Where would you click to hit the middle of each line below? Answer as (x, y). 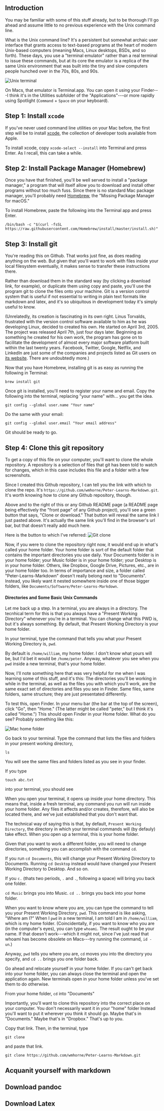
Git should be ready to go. (31, 432)
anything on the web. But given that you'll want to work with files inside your (82, 261)
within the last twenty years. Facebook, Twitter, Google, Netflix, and (73, 348)
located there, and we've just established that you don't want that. (72, 814)
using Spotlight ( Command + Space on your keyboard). (57, 101)
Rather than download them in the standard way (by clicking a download (78, 281)
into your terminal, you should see (39, 789)
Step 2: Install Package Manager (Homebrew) (76, 168)
